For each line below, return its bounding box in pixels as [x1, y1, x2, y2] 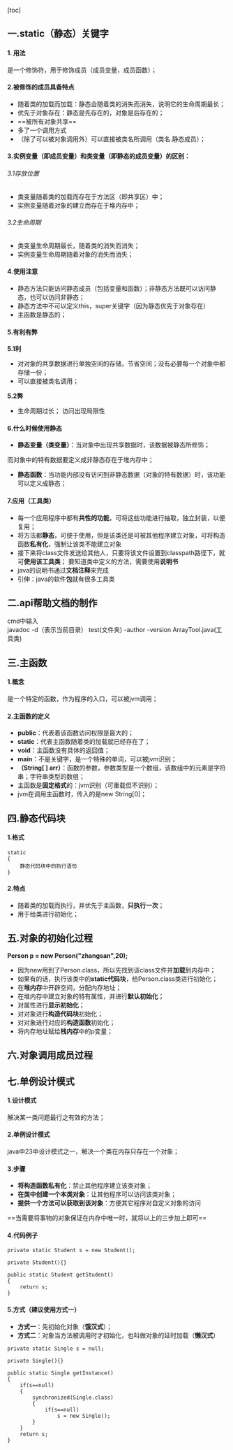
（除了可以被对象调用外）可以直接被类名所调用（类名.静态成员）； [17, 134, 206, 143]
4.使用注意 [7, 267, 38, 275]
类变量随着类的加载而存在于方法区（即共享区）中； [17, 192, 165, 201]
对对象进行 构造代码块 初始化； [17, 1010, 103, 1018]
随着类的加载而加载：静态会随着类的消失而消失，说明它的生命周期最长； [17, 99, 225, 108]
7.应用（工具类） [7, 496, 56, 505]
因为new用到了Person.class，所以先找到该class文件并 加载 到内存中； [17, 966, 216, 974]
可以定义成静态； [17, 479, 67, 488]
